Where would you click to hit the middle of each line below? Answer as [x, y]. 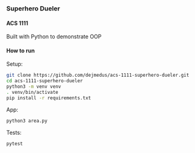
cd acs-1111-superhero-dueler [45, 81]
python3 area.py [27, 121]
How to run [21, 51]
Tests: [14, 132]
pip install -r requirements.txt [49, 98]
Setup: [15, 64]
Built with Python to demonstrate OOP [54, 37]
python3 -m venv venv [34, 87]
